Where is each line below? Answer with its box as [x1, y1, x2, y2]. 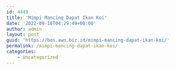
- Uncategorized [17, 54, 59, 60]
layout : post [6, 32, 39, 38]
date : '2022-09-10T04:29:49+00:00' [6, 20, 97, 26]
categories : [6, 49, 36, 55]
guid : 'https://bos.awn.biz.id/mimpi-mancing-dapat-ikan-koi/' [6, 37, 170, 43]
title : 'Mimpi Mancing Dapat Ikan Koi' [6, 15, 108, 21]
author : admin [6, 26, 43, 32]
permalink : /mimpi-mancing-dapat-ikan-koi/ [6, 43, 118, 49]
